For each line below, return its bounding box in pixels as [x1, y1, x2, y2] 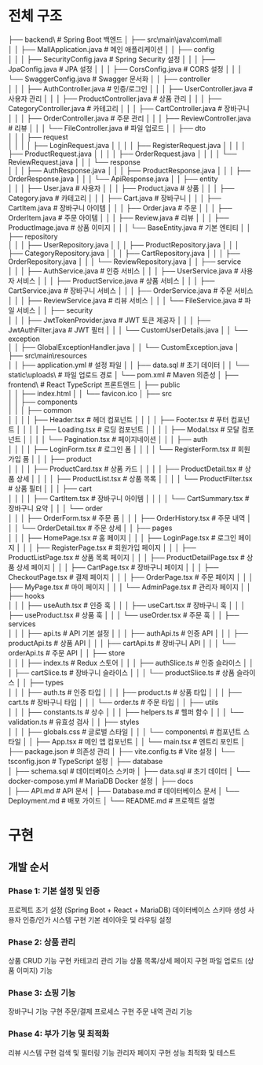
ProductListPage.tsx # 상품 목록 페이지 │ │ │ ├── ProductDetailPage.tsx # [8, 552, 245, 562]
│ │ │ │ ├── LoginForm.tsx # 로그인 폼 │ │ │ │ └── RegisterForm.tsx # [8, 444, 236, 454]
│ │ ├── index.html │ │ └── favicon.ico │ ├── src [8, 388, 173, 398]
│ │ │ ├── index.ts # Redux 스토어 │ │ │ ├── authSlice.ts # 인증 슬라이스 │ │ [8, 658, 254, 667]
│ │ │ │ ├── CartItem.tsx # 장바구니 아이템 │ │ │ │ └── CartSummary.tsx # [8, 493, 250, 503]
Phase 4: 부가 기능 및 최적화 [8, 1029, 110, 1040]
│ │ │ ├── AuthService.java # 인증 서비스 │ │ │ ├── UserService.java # [8, 265, 239, 276]
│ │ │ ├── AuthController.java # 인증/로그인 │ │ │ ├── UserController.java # [8, 83, 254, 93]
